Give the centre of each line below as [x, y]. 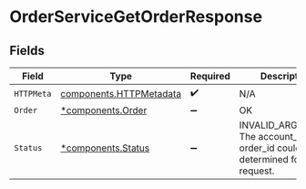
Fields [27, 51]
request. [257, 171]
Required [210, 76]
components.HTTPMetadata [121, 93]
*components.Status [105, 148]
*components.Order [104, 110]
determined [264, 159]
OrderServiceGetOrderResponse [136, 17]
